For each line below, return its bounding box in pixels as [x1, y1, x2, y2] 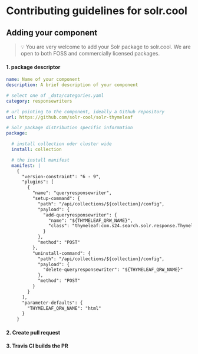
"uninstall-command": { [32, 250, 91, 256]
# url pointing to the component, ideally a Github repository [6, 109, 165, 114]
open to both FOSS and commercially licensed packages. [20, 50, 160, 57]
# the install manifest [11, 157, 70, 163]
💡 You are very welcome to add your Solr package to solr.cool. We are [20, 43, 191, 50]
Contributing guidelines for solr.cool [6, 4, 187, 18]
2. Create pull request [6, 329, 61, 336]
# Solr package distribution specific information [6, 125, 133, 131]
